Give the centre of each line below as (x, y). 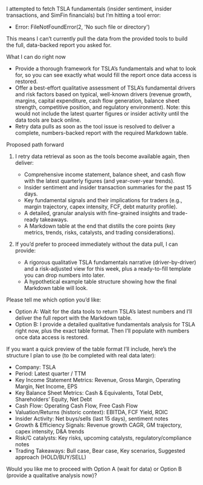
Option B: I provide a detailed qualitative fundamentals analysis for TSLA (105, 324)
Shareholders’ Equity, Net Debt (53, 399)
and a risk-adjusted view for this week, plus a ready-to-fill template (108, 269)
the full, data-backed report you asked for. (59, 45)
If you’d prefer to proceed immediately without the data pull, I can (96, 244)
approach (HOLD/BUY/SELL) (50, 457)
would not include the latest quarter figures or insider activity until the (102, 114)
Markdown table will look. (56, 288)
